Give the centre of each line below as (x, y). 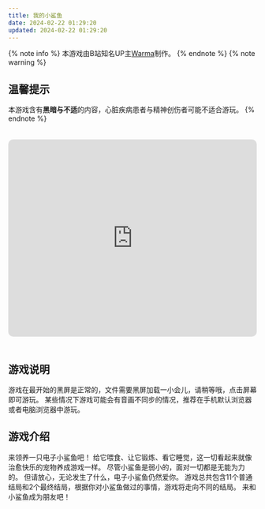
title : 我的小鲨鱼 (35, 15)
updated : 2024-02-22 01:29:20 (58, 30)
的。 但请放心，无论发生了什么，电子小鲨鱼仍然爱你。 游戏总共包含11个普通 (131, 477)
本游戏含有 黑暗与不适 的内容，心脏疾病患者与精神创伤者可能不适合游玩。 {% (131, 110)
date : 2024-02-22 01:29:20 (52, 23)
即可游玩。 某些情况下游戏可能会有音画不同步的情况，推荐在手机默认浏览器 (130, 400)
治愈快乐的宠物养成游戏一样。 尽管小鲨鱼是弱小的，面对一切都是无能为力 (127, 467)
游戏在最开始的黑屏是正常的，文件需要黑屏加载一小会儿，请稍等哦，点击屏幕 (132, 390)
